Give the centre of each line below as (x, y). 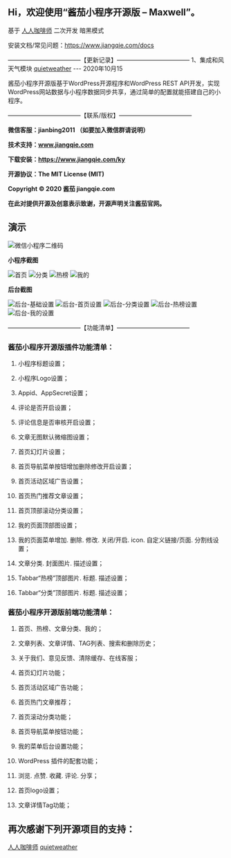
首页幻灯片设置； (42, 451)
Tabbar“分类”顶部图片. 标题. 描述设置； (73, 592)
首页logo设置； (39, 790)
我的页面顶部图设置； (48, 525)
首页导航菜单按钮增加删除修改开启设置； (75, 466)
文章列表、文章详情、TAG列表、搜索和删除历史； (87, 643)
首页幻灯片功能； (42, 673)
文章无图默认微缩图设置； (54, 437)
